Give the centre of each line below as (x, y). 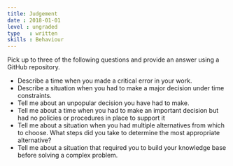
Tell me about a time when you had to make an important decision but (118, 111)
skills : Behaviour (36, 40)
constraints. (35, 96)
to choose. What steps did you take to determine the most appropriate (119, 133)
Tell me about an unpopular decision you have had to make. (103, 103)
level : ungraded (33, 27)
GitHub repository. (34, 67)
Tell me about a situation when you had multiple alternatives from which (121, 125)
